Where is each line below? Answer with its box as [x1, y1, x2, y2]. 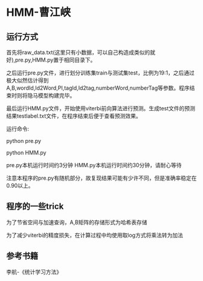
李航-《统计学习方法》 [6, 268, 62, 276]
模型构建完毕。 [37, 92, 76, 99]
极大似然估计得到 [6, 77, 49, 84]
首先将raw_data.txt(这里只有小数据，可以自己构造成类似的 [6, 49, 150, 56]
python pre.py [6, 137, 41, 144]
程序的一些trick [6, 201, 64, 212]
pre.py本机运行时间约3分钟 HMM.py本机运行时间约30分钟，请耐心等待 [6, 162, 182, 168]
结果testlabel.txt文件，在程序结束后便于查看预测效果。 [6, 113, 142, 119]
